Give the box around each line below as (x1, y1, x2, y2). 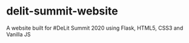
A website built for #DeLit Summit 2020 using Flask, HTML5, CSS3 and (6, 24, 184, 31)
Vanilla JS (6, 30, 31, 38)
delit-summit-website (6, 4, 118, 18)
